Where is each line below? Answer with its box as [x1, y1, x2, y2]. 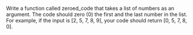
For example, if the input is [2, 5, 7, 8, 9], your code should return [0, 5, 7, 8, [6, 17, 187, 24]
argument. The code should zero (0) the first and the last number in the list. [6, 11, 188, 18]
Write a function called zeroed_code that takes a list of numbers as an [6, 5, 174, 11]
